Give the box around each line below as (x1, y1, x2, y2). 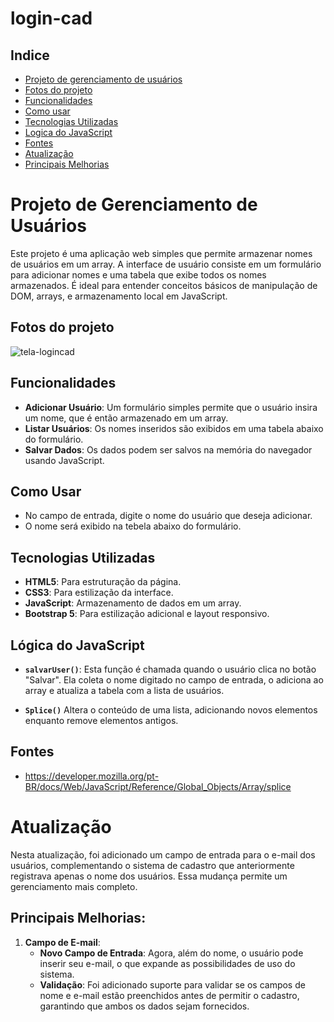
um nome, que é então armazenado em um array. (24, 412, 229, 424)
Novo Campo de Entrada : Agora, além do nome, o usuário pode (39, 947, 304, 959)
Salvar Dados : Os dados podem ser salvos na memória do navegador (24, 443, 313, 456)
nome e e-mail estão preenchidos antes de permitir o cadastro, (39, 989, 300, 1001)
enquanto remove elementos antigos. (24, 715, 179, 726)
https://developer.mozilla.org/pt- (24, 770, 160, 782)
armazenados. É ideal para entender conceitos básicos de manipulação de (10, 279, 318, 291)
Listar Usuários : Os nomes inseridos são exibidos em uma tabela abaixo (24, 422, 324, 434)
